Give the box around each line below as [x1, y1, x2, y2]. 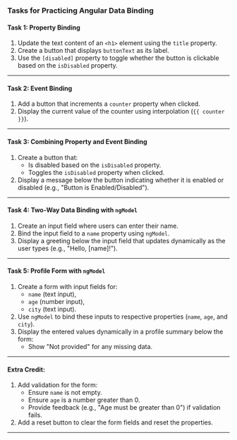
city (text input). [28, 305, 77, 313]
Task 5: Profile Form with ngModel [7, 267, 106, 275]
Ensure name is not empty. [28, 389, 102, 397]
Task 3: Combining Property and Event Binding [7, 137, 147, 146]
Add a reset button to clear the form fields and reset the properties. [17, 418, 214, 427]
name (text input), [28, 290, 77, 298]
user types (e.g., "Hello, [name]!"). [17, 244, 118, 252]
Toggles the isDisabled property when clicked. [28, 168, 165, 176]
